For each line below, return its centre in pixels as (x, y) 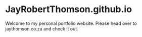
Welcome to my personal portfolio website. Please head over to (71, 23)
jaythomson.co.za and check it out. (42, 28)
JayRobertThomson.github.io (69, 9)
